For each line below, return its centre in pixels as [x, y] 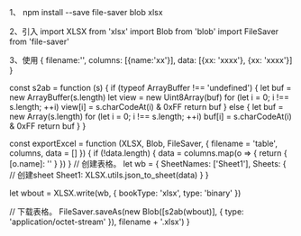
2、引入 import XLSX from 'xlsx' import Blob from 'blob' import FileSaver [144, 32]
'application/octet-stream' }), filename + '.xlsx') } [100, 222]
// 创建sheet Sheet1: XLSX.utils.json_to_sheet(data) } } [109, 175]
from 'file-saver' [39, 41]
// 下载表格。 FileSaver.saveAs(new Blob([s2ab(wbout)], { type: [127, 212]
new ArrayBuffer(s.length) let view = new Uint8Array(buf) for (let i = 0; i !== [150, 97]
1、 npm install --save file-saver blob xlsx [87, 12]
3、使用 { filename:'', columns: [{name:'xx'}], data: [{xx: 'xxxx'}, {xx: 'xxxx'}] [151, 60]
